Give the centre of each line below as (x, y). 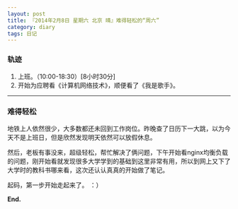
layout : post (27, 14)
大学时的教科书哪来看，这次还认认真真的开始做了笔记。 (88, 169)
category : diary (31, 27)
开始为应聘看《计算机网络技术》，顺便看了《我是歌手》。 (98, 85)
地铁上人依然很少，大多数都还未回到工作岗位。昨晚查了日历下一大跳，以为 (116, 129)
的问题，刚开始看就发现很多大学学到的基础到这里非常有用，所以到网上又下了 (119, 161)
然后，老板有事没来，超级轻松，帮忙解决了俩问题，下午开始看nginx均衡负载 (118, 152)
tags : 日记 (22, 34)
